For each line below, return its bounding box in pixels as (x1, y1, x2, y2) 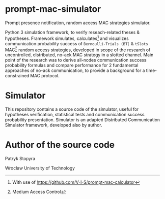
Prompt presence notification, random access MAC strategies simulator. (5, 20, 151, 26)
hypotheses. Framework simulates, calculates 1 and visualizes (5, 34, 129, 41)
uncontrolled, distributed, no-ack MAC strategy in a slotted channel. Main (5, 52, 154, 58)
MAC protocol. (30, 73, 60, 79)
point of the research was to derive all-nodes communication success (5, 57, 147, 63)
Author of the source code (5, 139, 115, 151)
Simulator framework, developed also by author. (5, 122, 102, 128)
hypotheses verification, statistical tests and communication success (5, 112, 145, 118)
